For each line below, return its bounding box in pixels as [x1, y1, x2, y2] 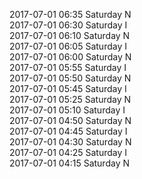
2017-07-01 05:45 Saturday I [9, 83, 127, 94]
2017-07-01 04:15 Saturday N [9, 157, 130, 169]
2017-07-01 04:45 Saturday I [9, 125, 128, 137]
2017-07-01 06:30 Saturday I [9, 19, 128, 31]
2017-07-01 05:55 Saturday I [9, 62, 127, 73]
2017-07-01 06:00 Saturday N [9, 51, 132, 63]
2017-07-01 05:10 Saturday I [9, 104, 126, 116]
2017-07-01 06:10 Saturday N [9, 30, 131, 41]
